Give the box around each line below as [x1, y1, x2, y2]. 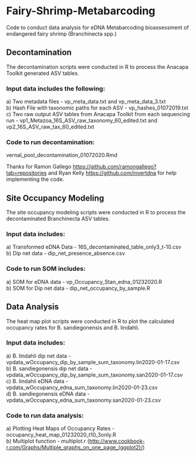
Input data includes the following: [6, 84, 105, 93]
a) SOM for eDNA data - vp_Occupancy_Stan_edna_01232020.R [6, 278, 163, 285]
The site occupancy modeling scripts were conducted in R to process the [6, 209, 186, 216]
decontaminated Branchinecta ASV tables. [6, 215, 110, 223]
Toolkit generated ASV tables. [6, 70, 79, 77]
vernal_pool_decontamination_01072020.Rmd [6, 152, 118, 159]
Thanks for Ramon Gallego [6, 163, 71, 170]
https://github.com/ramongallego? [72, 163, 157, 170]
